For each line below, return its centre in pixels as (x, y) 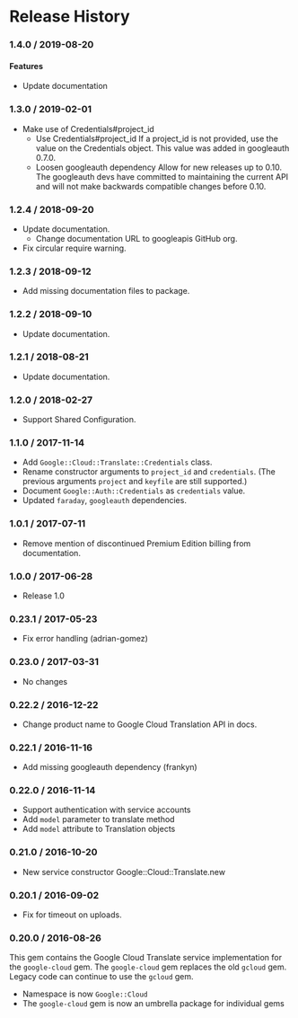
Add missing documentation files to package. (106, 291)
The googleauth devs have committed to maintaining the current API (162, 176)
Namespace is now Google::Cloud (85, 994)
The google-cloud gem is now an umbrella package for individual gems (153, 1004)
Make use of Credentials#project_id (88, 128)
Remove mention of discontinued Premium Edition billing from (136, 543)
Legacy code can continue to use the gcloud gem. (102, 977)
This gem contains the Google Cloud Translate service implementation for (146, 958)
